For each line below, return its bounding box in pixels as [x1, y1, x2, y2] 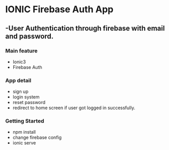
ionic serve [12, 140, 36, 146]
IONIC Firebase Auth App [5, 4, 114, 15]
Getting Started [5, 117, 44, 124]
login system [12, 94, 40, 100]
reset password [12, 99, 46, 106]
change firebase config [12, 134, 62, 141]
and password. [5, 32, 54, 40]
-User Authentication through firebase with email [5, 24, 165, 33]
